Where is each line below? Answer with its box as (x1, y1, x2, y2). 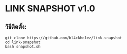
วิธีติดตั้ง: (5, 23, 27, 31)
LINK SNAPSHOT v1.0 (5, 3, 95, 14)
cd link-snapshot (5, 40, 41, 45)
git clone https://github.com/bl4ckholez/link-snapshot (5, 35, 122, 40)
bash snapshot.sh (5, 44, 41, 49)
